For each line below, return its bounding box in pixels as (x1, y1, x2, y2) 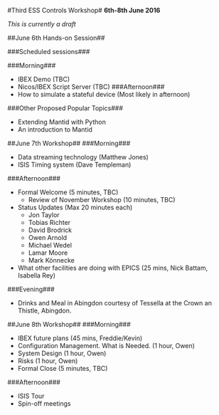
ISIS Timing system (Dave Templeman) (17, 160, 132, 169)
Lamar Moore (28, 248, 68, 257)
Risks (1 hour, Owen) (17, 357, 78, 365)
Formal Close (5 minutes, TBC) (17, 364, 108, 372)
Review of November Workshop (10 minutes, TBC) (28, 196, 176, 204)
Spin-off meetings (17, 399, 71, 408)
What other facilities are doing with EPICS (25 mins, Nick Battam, (17, 263, 208, 272)
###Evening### (7, 285, 55, 293)
